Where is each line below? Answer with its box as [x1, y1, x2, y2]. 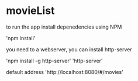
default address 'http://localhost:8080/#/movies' [6, 68, 124, 75]
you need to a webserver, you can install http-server [6, 45, 133, 53]
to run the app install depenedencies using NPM [6, 23, 122, 30]
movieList [6, 4, 55, 17]
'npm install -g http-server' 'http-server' [6, 57, 103, 64]
